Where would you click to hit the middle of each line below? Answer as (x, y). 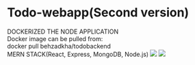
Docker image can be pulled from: (55, 38)
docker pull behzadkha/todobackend (59, 46)
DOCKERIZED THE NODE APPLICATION (63, 31)
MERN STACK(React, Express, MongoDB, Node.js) (78, 54)
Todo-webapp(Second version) (98, 13)
